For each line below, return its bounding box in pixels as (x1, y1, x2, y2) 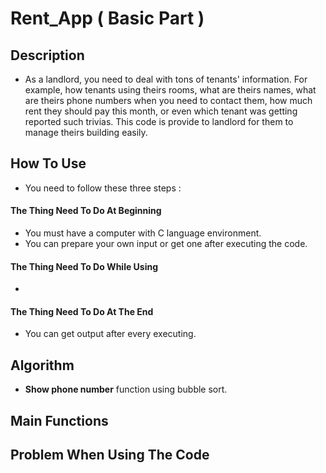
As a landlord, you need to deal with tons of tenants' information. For (24, 73, 308, 85)
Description (10, 47, 85, 64)
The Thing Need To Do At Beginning (10, 205, 162, 217)
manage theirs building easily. (24, 127, 148, 138)
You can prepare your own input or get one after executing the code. (24, 238, 308, 250)
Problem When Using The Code (10, 447, 210, 464)
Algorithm (10, 357, 75, 374)
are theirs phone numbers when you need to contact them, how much (24, 95, 313, 106)
